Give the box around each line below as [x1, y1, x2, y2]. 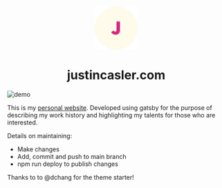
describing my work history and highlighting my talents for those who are [7, 111, 216, 119]
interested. [7, 118, 38, 126]
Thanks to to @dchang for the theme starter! [7, 173, 135, 181]
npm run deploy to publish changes [17, 160, 119, 168]
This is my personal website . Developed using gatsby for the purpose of [7, 103, 212, 112]
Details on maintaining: [7, 131, 73, 140]
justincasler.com [66, 68, 166, 83]
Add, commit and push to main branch [17, 152, 127, 160]
